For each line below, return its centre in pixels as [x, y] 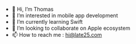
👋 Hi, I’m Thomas [33, 9]
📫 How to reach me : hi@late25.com [57, 35]
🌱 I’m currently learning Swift [47, 22]
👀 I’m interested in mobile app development [65, 15]
